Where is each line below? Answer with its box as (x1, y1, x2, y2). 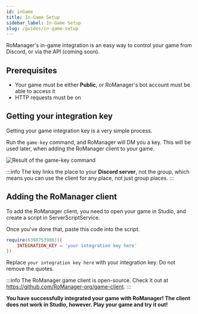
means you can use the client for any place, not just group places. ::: (6, 174, 174, 181)
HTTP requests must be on (14, 94, 82, 101)
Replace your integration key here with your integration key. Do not (6, 259, 176, 266)
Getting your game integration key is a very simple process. (6, 127, 153, 134)
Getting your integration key (6, 111, 113, 121)
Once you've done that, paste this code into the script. (6, 225, 140, 233)
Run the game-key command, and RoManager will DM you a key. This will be (6, 138, 191, 146)
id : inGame (6, 8, 33, 15)
